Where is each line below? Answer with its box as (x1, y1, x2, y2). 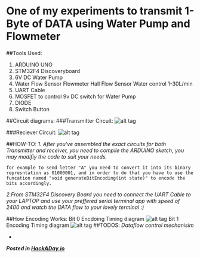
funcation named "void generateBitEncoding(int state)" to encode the (6, 175, 186, 181)
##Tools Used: (6, 49, 42, 56)
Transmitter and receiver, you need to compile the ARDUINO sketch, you (6, 147, 184, 154)
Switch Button (14, 105, 50, 113)
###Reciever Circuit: (6, 129, 57, 136)
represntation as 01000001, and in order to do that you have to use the (6, 169, 194, 176)
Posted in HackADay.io (6, 244, 65, 252)
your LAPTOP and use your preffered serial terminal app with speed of (6, 197, 180, 204)
